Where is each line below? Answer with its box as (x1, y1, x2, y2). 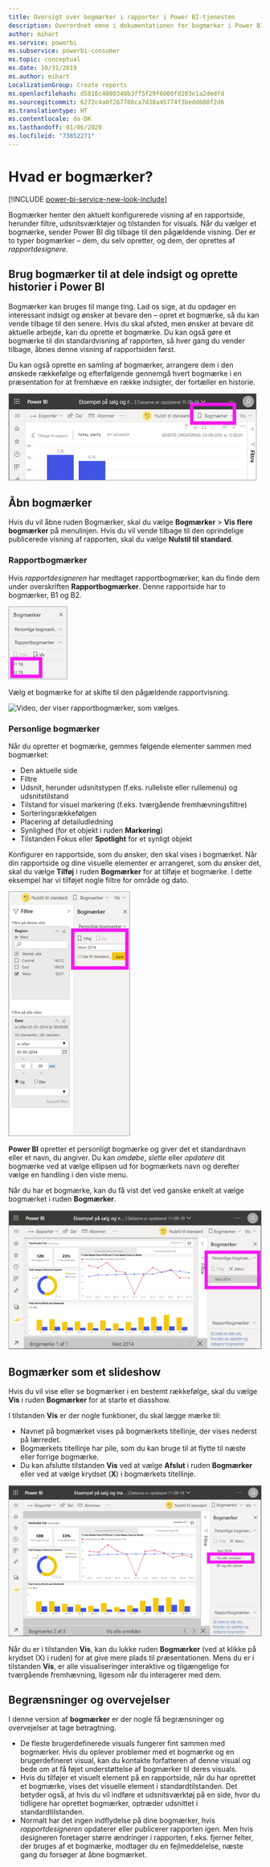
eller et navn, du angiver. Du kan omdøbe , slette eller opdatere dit (8, 1153, 225, 1163)
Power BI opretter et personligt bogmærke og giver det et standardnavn (8, 1144, 247, 1154)
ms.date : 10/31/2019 (8, 64, 78, 73)
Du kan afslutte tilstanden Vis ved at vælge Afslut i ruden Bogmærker (19, 1460, 253, 1470)
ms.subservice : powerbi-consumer (8, 47, 121, 56)
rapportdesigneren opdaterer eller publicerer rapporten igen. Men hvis (19, 1824, 254, 1834)
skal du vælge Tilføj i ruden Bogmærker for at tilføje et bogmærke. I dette (8, 867, 252, 877)
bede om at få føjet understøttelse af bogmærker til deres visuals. (19, 1765, 238, 1774)
